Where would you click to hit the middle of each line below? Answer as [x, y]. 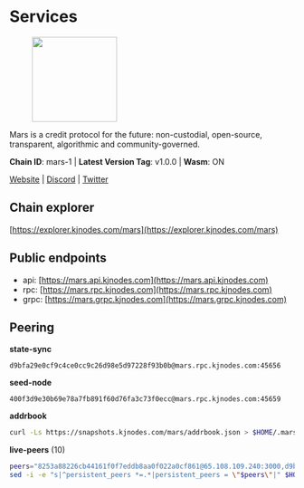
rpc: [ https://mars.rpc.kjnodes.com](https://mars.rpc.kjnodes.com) [147, 289]
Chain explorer [52, 208]
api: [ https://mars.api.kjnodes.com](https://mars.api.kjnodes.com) [145, 280]
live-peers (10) [38, 450]
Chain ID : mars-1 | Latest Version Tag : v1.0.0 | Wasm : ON [117, 161]
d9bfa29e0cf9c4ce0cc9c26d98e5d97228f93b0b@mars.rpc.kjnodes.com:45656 [145, 366]
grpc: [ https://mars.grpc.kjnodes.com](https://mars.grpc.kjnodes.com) [154, 299]
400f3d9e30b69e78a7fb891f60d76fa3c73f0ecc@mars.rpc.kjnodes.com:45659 [145, 399]
